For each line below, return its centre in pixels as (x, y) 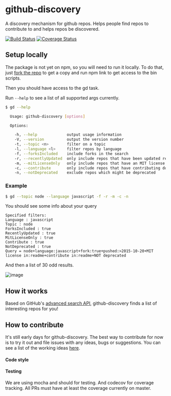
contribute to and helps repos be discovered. (52, 29)
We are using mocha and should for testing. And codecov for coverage (80, 382)
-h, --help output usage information (68, 135)
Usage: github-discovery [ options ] (48, 116)
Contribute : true (25, 242)
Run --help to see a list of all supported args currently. (62, 97)
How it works (26, 291)
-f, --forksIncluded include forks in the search (72, 154)
